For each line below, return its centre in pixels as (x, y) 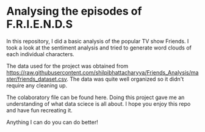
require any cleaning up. (37, 85)
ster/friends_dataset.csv (37, 79)
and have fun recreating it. (40, 110)
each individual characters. (40, 54)
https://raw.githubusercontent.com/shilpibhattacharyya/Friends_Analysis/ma (103, 72)
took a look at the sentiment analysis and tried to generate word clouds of (99, 48)
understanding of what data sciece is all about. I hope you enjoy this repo (99, 104)
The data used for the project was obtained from (67, 66)
